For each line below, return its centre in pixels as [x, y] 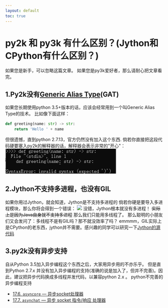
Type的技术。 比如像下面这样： [37, 114]
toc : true [16, 16]
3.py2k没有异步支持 [36, 251]
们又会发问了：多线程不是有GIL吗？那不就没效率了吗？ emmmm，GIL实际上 [83, 221]
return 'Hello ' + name [39, 129]
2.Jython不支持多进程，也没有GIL [58, 189]
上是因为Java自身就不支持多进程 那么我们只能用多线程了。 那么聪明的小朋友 [84, 215]
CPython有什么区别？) [52, 56]
